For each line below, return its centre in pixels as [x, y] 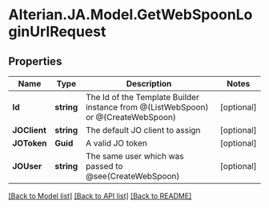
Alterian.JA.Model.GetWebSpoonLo [130, 15]
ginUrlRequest [57, 32]
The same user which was [134, 156]
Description [149, 84]
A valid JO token [116, 143]
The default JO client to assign [143, 130]
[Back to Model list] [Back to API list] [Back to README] [100, 196]
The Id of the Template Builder [143, 97]
